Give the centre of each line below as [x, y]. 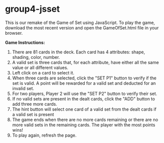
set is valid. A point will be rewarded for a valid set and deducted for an [84, 83]
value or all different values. [40, 68]
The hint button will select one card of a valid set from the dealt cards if [84, 109]
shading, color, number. [36, 57]
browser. [14, 33]
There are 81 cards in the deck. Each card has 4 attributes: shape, [79, 52]
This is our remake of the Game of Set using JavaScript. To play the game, [80, 23]
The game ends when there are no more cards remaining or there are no [85, 119]
